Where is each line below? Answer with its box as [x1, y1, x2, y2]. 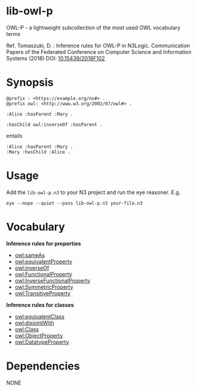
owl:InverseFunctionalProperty [14, 277, 91, 284]
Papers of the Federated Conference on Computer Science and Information [6, 48, 192, 55]
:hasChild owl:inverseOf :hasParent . [6, 122, 103, 128]
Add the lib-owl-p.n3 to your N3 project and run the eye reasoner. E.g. [6, 189, 181, 196]
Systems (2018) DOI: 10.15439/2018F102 [6, 54, 106, 62]
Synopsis [6, 76, 54, 89]
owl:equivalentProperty [14, 257, 73, 265]
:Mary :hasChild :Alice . [6, 148, 70, 155]
